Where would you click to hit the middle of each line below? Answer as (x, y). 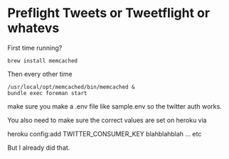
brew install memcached (43, 61)
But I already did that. (39, 148)
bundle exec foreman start (47, 93)
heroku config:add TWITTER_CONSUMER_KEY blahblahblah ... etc (105, 133)
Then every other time (40, 74)
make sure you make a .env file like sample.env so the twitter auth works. (114, 106)
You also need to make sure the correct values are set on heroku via (107, 120)
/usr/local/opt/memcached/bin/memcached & (71, 87)
